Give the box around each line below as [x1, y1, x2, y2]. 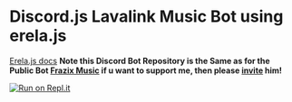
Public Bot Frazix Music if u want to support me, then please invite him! [9, 65, 283, 76]
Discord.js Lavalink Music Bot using [9, 6, 284, 27]
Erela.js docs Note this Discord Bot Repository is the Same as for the [9, 55, 270, 66]
